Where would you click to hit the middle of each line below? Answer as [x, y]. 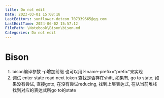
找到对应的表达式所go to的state [44, 90]
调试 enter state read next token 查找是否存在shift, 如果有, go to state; [83, 78]
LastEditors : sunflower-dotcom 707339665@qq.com [56, 19]
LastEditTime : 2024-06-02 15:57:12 [42, 24]
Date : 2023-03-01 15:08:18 [33, 14]
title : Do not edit [25, 10]
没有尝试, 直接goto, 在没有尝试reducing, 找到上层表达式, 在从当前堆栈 [87, 84]
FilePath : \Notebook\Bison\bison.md [43, 28]
